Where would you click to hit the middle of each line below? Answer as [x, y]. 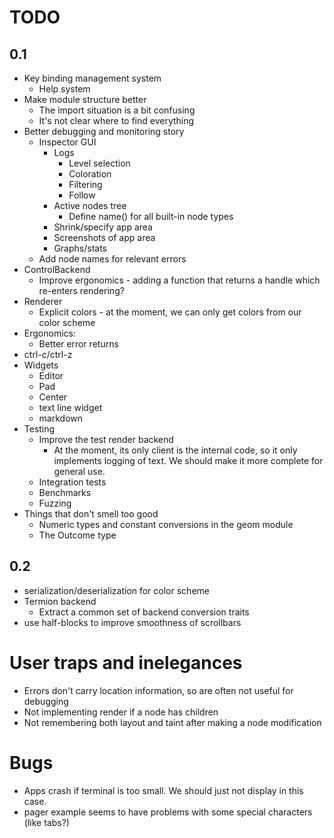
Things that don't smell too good [91, 514]
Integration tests [72, 482]
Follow [82, 195]
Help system [64, 89]
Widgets [41, 365]
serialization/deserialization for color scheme [116, 590]
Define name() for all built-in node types [151, 216]
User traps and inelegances [126, 663]
